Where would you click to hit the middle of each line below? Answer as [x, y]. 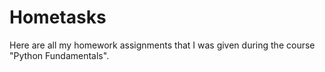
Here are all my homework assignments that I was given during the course [162, 45]
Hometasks [58, 17]
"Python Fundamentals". [59, 55]
